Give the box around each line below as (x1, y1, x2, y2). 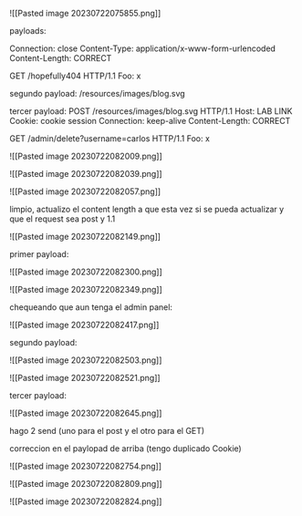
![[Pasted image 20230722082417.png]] (9, 319, 160, 330)
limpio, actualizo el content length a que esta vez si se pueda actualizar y (9, 204, 285, 214)
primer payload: (9, 249, 69, 259)
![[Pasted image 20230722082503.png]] (9, 355, 162, 366)
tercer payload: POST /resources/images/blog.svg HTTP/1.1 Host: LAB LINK (9, 106, 293, 117)
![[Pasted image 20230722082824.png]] (9, 496, 162, 507)
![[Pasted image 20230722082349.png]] (9, 284, 162, 294)
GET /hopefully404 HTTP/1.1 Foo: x (9, 70, 141, 81)
